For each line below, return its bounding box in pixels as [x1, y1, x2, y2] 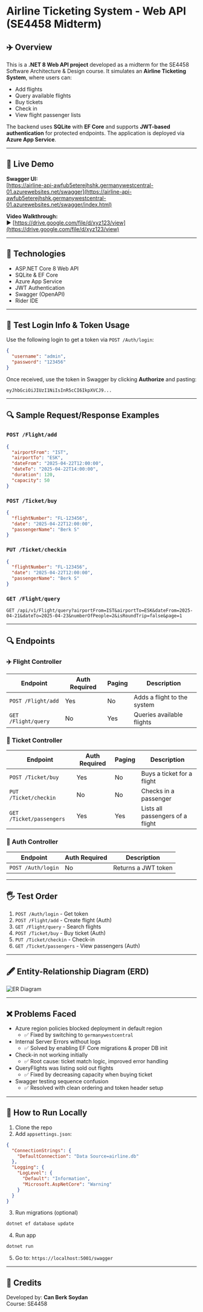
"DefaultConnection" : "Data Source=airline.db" [17, 1153, 139, 1159]
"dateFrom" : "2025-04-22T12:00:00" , [11, 461, 104, 467]
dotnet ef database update [6, 1221, 74, 1227]
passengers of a [141, 812, 187, 821]
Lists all [141, 804, 163, 813]
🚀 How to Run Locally [6, 1107, 88, 1118]
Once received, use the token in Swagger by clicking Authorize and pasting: [6, 375, 197, 382]
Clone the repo [14, 1124, 53, 1131]
